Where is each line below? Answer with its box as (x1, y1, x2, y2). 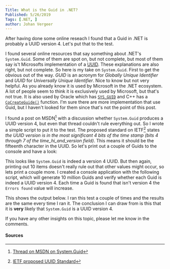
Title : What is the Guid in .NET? (5, 7, 78, 13)
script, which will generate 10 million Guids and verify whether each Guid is (5, 174, 162, 180)
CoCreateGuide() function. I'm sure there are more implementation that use (5, 99, 161, 105)
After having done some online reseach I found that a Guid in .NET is (5, 35, 148, 42)
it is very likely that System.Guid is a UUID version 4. (5, 206, 114, 212)
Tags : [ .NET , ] (5, 17, 37, 22)
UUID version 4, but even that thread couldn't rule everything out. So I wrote (5, 120, 164, 127)
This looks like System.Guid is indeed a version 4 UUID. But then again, (5, 158, 152, 164)
